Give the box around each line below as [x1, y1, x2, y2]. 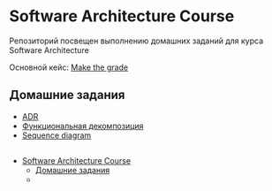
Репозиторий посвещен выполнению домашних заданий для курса [9, 35, 264, 46]
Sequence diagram [21, 130, 92, 141]
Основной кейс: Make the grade [9, 62, 129, 73]
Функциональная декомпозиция [21, 120, 144, 131]
